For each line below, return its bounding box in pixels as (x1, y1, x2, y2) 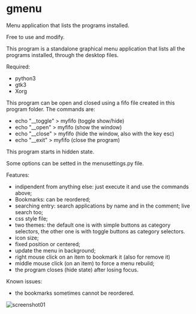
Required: (6, 63, 31, 70)
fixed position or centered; (14, 240, 81, 248)
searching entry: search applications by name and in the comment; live (14, 202, 191, 209)
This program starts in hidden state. (6, 148, 95, 155)
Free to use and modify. (6, 33, 65, 40)
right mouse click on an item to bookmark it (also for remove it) (14, 253, 171, 260)
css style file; (14, 215, 48, 222)
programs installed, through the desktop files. (6, 51, 119, 58)
